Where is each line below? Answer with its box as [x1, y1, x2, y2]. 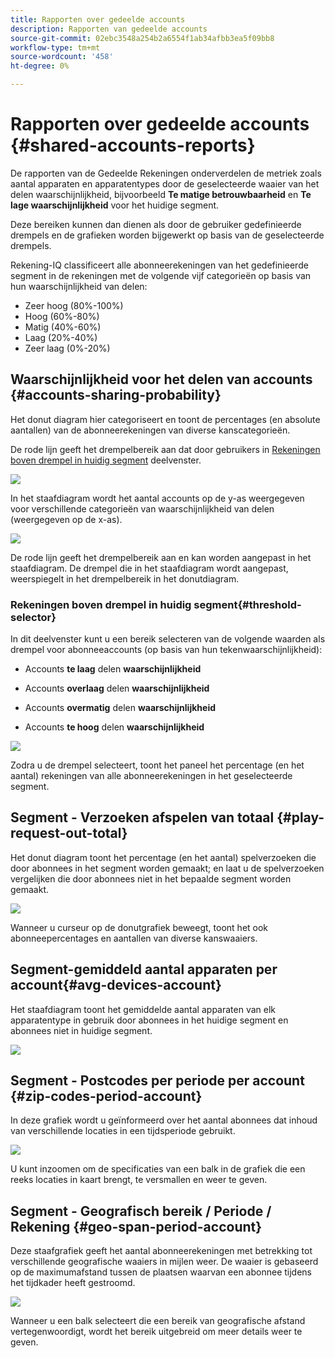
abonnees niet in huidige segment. [10, 1024, 153, 1036]
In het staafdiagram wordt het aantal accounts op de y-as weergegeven [10, 492, 305, 504]
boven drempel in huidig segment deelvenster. [10, 454, 202, 466]
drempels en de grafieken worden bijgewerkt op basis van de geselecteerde [10, 229, 325, 241]
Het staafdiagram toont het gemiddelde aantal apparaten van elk [10, 1003, 276, 1015]
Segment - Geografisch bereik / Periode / [10, 1202, 272, 1220]
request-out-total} [10, 825, 128, 842]
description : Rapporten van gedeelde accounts [10, 24, 208, 34]
